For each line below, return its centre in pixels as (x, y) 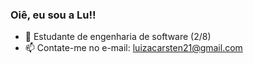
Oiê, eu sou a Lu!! (53, 15)
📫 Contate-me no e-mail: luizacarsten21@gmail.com (133, 48)
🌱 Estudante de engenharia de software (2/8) (118, 37)
